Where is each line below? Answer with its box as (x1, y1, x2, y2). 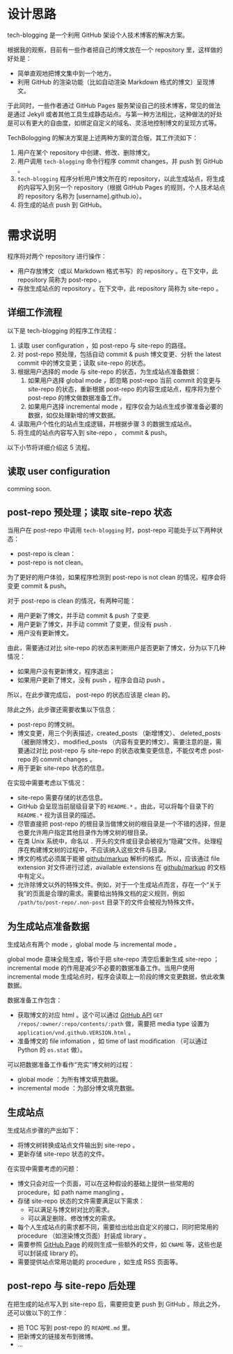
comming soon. (7, 484, 52, 493)
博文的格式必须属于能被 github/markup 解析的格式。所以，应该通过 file (17, 854, 220, 863)
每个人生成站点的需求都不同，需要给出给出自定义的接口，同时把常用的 (17, 1222, 219, 1231)
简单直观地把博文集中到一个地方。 (17, 69, 115, 77)
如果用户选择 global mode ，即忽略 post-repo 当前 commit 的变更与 (27, 376, 221, 384)
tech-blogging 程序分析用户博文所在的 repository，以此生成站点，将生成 (17, 174, 225, 183)
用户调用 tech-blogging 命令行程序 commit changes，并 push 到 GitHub (17, 157, 224, 165)
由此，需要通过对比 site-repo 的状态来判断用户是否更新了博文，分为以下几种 (7, 644, 226, 652)
